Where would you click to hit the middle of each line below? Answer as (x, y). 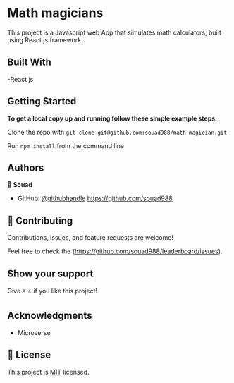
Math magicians (55, 13)
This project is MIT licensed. (48, 372)
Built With (29, 62)
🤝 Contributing (40, 220)
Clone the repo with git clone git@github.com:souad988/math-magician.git (117, 132)
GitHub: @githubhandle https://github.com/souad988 (95, 198)
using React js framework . (46, 39)
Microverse (34, 332)
